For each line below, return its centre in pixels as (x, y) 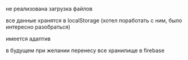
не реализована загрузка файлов (49, 9)
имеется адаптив (28, 38)
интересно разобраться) (38, 27)
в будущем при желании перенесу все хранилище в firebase (85, 50)
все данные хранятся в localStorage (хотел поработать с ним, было (94, 20)
